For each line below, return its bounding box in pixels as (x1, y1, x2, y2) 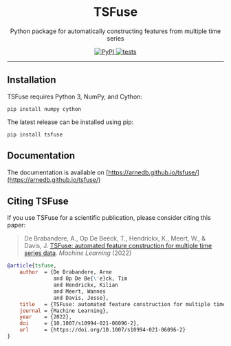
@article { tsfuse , (7, 263, 57, 269)
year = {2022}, (19, 314, 72, 320)
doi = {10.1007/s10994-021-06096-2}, (19, 320, 140, 327)
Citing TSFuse (7, 195, 69, 207)
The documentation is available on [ (7, 168, 109, 176)
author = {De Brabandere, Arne (19, 269, 112, 276)
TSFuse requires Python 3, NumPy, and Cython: (7, 92, 143, 101)
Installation (7, 74, 56, 86)
